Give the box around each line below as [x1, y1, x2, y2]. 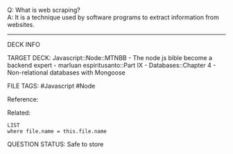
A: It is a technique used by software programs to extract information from [7, 13, 220, 21]
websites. [7, 21, 35, 28]
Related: [7, 108, 31, 117]
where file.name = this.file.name [7, 128, 107, 135]
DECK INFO [7, 41, 40, 48]
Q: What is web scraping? [7, 6, 81, 14]
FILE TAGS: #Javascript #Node [7, 82, 96, 90]
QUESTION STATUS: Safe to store [7, 140, 104, 148]
